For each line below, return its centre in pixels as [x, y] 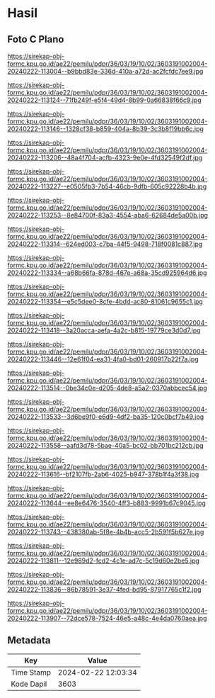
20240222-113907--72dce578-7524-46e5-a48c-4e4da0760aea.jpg [107, 618]
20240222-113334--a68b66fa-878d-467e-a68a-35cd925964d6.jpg [107, 273]
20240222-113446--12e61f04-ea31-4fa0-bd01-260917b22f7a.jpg [103, 359]
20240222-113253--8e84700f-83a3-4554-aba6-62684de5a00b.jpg [108, 215]
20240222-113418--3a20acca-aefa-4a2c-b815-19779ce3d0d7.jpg [104, 330]
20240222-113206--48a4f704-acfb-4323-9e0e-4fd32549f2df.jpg [105, 158]
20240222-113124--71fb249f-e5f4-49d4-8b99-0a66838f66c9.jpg [104, 100]
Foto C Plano [36, 39]
